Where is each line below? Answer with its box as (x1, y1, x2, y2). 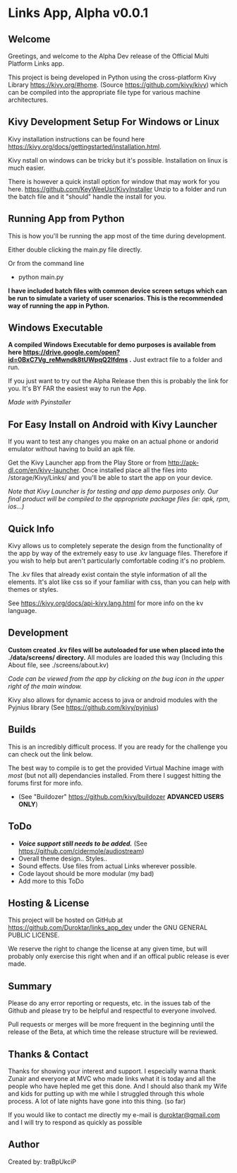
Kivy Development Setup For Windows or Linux (8, 116, 220, 128)
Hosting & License (8, 897, 90, 909)
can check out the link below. (8, 749, 93, 758)
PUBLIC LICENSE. (8, 931, 60, 940)
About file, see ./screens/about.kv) (8, 660, 109, 669)
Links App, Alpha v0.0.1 (8, 5, 149, 21)
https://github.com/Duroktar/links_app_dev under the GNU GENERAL (8, 923, 208, 932)
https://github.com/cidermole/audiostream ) (18, 846, 145, 855)
